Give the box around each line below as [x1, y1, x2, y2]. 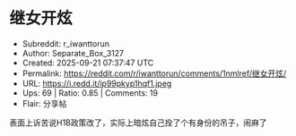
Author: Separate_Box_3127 [22, 47, 124, 58]
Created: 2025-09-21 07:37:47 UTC [22, 57, 154, 68]
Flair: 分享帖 [22, 98, 67, 108]
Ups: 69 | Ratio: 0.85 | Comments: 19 [22, 87, 159, 98]
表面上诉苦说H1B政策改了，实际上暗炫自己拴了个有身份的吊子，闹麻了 [9, 117, 267, 128]
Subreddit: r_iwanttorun [22, 38, 110, 49]
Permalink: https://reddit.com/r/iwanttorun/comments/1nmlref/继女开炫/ [22, 68, 287, 79]
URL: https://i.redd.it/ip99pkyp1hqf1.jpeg [22, 78, 172, 89]
